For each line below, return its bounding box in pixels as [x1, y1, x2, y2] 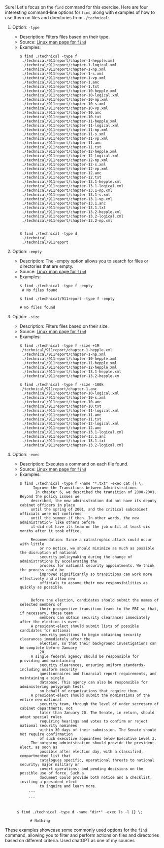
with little [19, 542, 44, 547]
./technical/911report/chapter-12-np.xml [22, 158, 108, 163]
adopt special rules [19, 715, 62, 720]
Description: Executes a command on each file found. [19, 461, 129, 466]
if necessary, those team [19, 611, 73, 616]
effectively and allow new [19, 576, 75, 581]
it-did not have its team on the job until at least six [31, 524, 150, 529]
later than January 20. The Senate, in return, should [39, 710, 155, 715]
